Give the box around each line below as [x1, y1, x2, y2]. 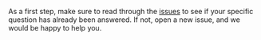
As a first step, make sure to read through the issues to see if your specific [8, 7, 254, 16]
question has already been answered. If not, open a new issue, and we [8, 15, 241, 24]
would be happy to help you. [8, 24, 102, 32]
